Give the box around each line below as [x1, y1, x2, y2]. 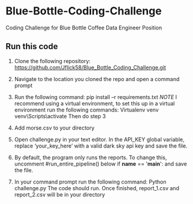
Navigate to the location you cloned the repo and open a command [14, 75, 180, 82]
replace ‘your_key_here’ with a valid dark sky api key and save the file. [14, 142, 188, 149]
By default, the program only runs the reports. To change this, [14, 154, 167, 161]
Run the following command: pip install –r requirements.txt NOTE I [14, 93, 177, 100]
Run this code [5, 41, 58, 52]
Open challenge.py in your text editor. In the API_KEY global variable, [14, 136, 185, 143]
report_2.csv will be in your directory [14, 191, 105, 198]
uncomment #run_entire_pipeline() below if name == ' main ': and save [14, 160, 187, 167]
